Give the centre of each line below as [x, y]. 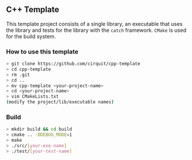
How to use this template [42, 51]
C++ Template [33, 10]
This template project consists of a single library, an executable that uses [95, 24]
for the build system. [31, 36]
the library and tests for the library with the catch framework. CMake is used [96, 30]
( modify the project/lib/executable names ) [60, 102]
